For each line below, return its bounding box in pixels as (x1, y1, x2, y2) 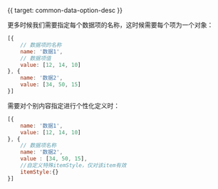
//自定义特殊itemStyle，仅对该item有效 (20, 162, 127, 169)
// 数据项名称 (20, 142, 57, 149)
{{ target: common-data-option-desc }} (7, 6, 123, 14)
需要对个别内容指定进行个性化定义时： (7, 101, 120, 109)
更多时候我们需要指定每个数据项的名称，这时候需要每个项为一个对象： (7, 21, 214, 29)
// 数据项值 (20, 55, 51, 62)
